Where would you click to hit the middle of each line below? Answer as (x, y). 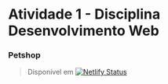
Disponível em (50, 72)
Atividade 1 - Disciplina (84, 14)
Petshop (24, 55)
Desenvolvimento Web (84, 31)
